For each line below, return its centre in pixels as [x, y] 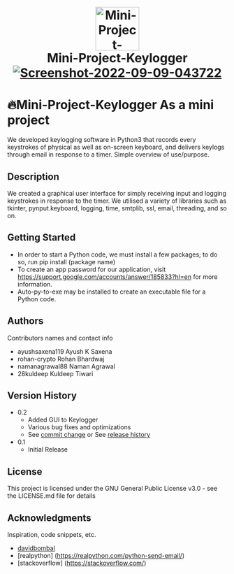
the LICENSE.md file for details [51, 496]
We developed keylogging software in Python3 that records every [102, 140]
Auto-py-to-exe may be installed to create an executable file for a [111, 292]
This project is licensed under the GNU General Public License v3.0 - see [112, 489]
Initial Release [48, 450]
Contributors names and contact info [60, 338]
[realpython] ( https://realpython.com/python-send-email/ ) [101, 555]
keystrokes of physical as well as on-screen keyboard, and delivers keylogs [116, 147]
